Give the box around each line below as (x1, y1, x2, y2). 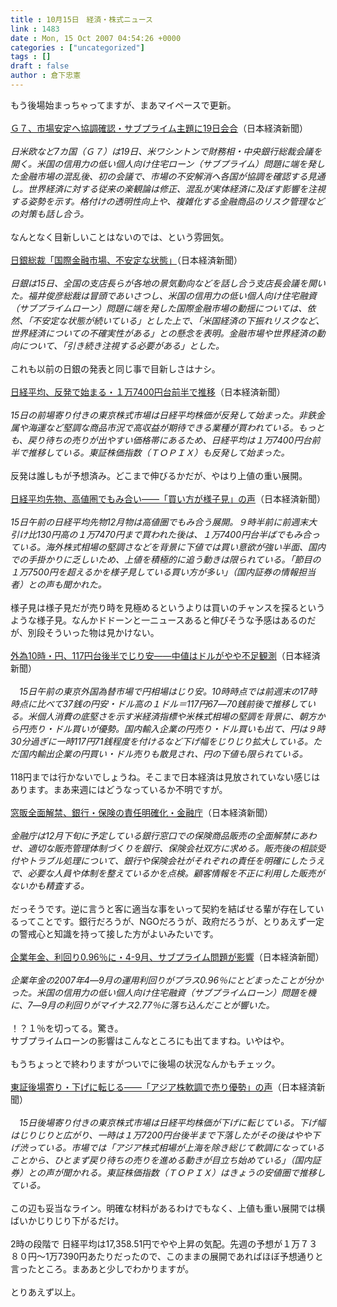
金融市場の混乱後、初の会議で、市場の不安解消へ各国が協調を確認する (18, 170, 308, 182)
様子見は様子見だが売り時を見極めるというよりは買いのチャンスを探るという (10, 601, 326, 613)
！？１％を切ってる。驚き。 (10, 1022, 124, 1034)
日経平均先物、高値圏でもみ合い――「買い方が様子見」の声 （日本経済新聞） (10, 492, 326, 505)
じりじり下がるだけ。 (36, 1214, 125, 1226)
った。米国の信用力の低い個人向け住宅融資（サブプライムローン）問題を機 (10, 986, 317, 998)
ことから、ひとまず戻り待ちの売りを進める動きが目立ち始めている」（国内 (10, 1154, 313, 1166)
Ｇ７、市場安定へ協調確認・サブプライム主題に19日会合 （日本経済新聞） (10, 122, 309, 134)
